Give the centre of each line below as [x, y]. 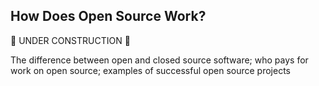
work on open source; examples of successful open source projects [150, 70]
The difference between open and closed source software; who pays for [159, 60]
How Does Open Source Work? [108, 16]
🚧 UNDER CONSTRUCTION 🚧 [70, 40]
